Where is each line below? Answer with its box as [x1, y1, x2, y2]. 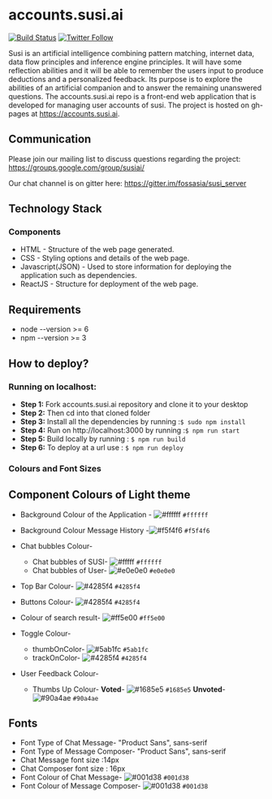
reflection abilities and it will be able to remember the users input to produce [8, 65, 264, 75]
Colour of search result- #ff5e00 [19, 612, 166, 623]
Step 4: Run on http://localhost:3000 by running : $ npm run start [19, 425, 240, 435]
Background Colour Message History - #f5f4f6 [19, 525, 210, 535]
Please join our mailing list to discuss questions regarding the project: [8, 154, 241, 163]
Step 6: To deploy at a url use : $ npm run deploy [19, 442, 184, 452]
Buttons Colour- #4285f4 [19, 597, 140, 606]
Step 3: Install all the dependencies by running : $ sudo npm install [19, 416, 246, 426]
